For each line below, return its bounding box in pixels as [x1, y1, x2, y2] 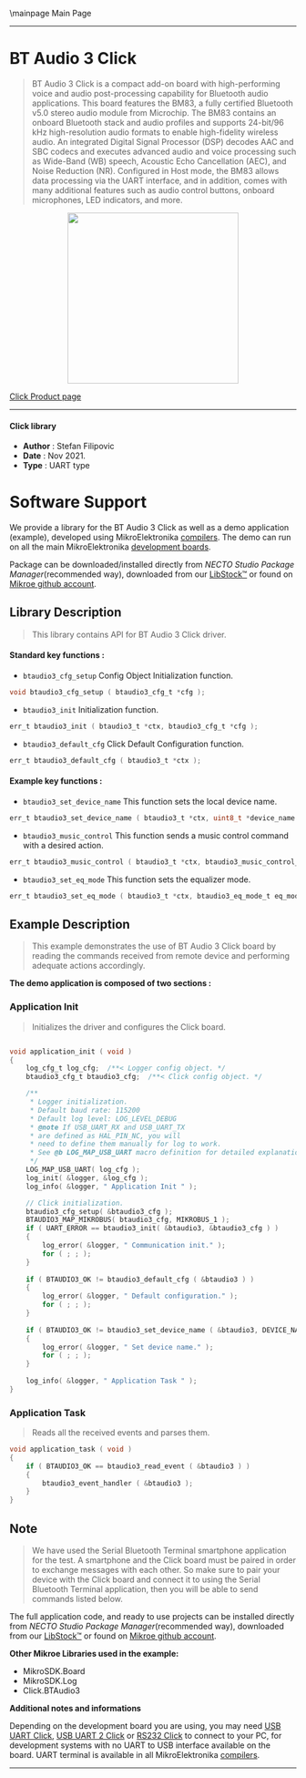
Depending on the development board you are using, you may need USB [9, 1721, 281, 1732]
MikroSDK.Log [22, 1676, 77, 1687]
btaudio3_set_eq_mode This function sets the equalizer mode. [22, 874, 251, 885]
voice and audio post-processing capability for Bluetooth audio [31, 87, 269, 98]
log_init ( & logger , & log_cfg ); [25, 1173, 148, 1183]
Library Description [9, 605, 122, 621]
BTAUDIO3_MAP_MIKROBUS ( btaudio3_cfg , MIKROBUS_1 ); [25, 1216, 230, 1225]
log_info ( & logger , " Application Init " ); [25, 1182, 198, 1191]
